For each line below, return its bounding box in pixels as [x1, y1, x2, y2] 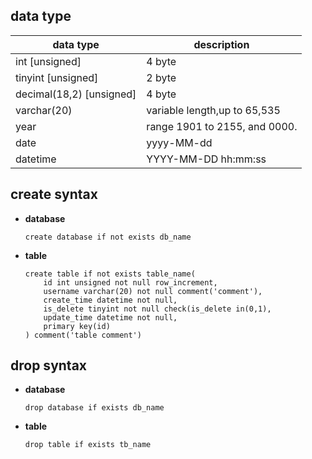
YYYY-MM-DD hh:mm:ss [146, 152, 267, 166]
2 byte [146, 70, 177, 84]
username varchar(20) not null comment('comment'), [43, 286, 263, 296]
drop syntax [10, 357, 88, 374]
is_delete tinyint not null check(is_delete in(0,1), [43, 304, 272, 314]
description [193, 37, 250, 51]
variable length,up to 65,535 [146, 103, 281, 117]
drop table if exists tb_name [24, 440, 152, 450]
